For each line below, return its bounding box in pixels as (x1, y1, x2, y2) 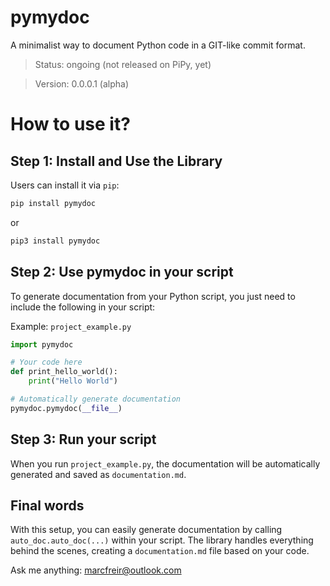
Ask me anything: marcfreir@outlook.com (10, 564, 182, 576)
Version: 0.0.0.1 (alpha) (34, 77, 130, 90)
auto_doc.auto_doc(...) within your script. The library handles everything (10, 534, 314, 546)
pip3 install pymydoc (10, 236, 101, 246)
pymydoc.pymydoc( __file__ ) (10, 403, 123, 413)
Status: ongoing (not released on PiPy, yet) (34, 58, 212, 70)
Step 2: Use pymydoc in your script (10, 264, 234, 281)
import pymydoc (10, 339, 74, 350)
